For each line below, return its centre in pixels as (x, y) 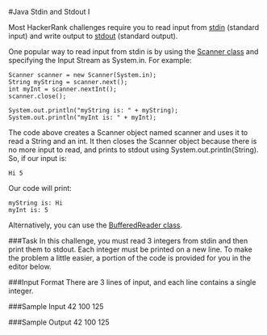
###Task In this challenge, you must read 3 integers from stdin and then (128, 241)
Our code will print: (40, 188)
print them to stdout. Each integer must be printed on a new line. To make (130, 249)
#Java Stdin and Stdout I (49, 12)
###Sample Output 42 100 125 (59, 322)
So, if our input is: (38, 158)
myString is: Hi (35, 203)
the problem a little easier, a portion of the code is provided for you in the (130, 258)
